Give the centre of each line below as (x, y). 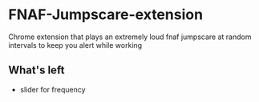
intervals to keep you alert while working (75, 45)
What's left (36, 71)
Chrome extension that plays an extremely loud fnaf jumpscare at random (130, 37)
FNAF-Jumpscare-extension (105, 15)
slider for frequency (53, 89)
